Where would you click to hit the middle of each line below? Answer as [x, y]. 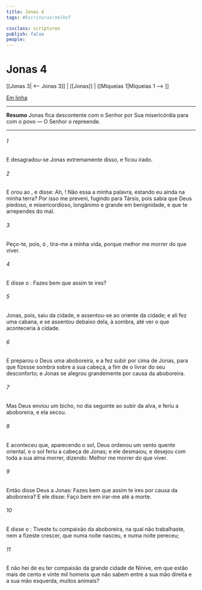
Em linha [17, 98]
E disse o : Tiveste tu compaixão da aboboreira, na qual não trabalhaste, [96, 529]
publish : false [25, 34]
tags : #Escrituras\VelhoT [38, 17]
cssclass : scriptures [33, 28]
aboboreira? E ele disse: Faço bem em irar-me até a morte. [79, 496]
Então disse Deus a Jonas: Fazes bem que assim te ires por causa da [92, 490]
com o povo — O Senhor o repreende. [53, 122]
